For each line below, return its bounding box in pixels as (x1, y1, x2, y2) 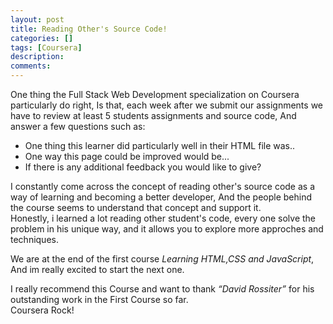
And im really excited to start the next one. (10, 264, 185, 275)
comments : (10, 61, 52, 71)
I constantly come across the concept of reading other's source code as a (10, 181, 316, 192)
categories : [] (10, 33, 74, 43)
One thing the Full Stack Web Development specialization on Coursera (10, 89, 300, 100)
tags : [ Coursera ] (10, 42, 83, 53)
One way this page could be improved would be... (24, 151, 230, 162)
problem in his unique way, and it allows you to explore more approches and (10, 223, 324, 235)
